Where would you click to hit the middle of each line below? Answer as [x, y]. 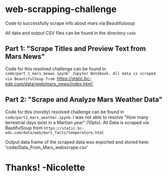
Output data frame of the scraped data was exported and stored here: [77, 142]
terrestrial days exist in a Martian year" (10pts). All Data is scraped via [77, 122]
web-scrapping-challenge [61, 9]
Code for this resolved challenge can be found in [56, 68]
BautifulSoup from [24, 128]
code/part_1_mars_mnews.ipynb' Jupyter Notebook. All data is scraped [80, 73]
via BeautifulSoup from [30, 79]
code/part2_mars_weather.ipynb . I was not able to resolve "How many [77, 117]
